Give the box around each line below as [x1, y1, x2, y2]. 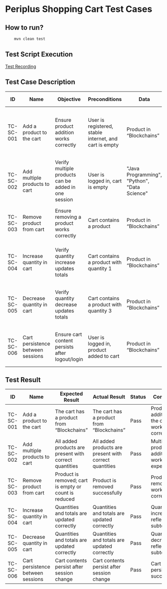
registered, [87, 123, 113, 130]
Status [130, 394, 146, 401]
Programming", [126, 171, 163, 178]
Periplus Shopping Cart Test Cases [5, 3, 153, 15]
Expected [60, 390, 83, 397]
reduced [55, 496, 75, 503]
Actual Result [92, 394, 125, 401]
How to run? [5, 23, 44, 32]
